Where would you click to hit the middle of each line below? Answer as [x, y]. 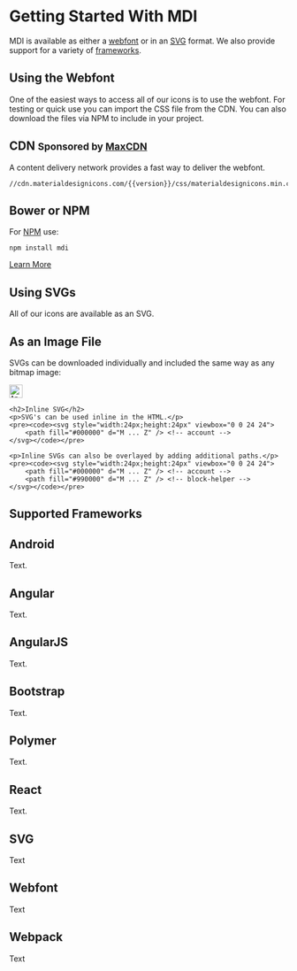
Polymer [33, 741]
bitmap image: [35, 372]
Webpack [36, 937]
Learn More [30, 265]
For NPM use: [34, 232]
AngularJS [39, 642]
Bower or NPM [49, 210]
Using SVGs [43, 293]
